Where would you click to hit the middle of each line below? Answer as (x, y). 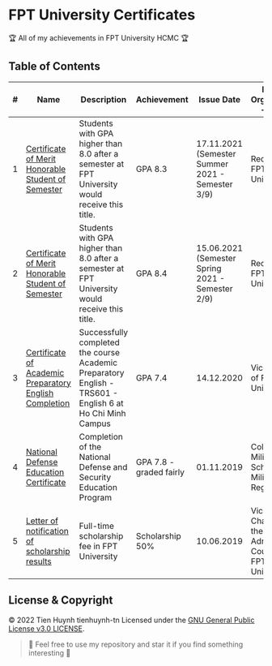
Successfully (104, 332)
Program (95, 497)
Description (104, 99)
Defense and (103, 466)
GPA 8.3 (152, 169)
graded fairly (160, 472)
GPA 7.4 (152, 377)
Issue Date (220, 99)
